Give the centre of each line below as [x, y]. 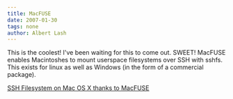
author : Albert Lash [37, 33]
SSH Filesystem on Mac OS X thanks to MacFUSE [78, 88]
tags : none [23, 26]
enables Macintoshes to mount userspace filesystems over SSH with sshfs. [115, 60]
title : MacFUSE [29, 13]
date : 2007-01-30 [32, 20]
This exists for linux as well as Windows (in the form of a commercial [105, 67]
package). [22, 75]
